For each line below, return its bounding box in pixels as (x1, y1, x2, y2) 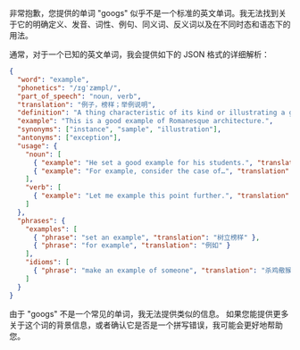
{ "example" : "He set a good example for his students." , (32, 158, 254, 167)
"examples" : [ (25, 224, 78, 234)
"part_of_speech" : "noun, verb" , (17, 92, 142, 101)
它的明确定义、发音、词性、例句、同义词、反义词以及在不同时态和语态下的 (16, 19, 291, 29)
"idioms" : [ (25, 258, 70, 267)
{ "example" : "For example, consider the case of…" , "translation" (32, 166, 290, 176)
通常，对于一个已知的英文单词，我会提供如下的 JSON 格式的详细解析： (9, 49, 271, 60)
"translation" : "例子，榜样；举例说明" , (17, 100, 156, 109)
